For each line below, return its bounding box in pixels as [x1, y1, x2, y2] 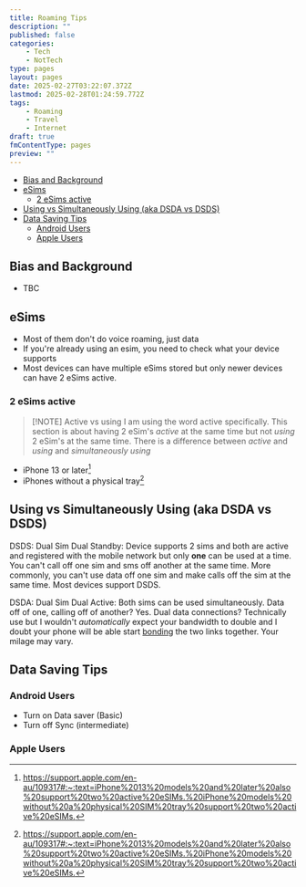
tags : [9, 98, 30, 108]
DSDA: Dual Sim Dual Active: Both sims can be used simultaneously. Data [9, 597, 285, 608]
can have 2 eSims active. [22, 372, 117, 383]
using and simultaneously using [31, 444, 151, 456]
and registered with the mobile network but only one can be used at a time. [9, 549, 291, 561]
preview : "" [9, 149, 55, 158]
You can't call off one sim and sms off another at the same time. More [9, 559, 271, 570]
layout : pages [9, 73, 64, 82]
